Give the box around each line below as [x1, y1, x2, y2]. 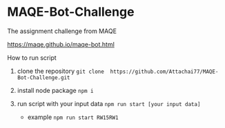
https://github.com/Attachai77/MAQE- [110, 68, 219, 75]
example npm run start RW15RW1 [27, 113, 119, 121]
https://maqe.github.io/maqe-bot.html [7, 40, 115, 48]
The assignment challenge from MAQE [7, 27, 117, 35]
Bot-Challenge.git [17, 74, 70, 81]
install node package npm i [17, 86, 95, 94]
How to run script [7, 53, 57, 62]
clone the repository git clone [17, 67, 105, 75]
